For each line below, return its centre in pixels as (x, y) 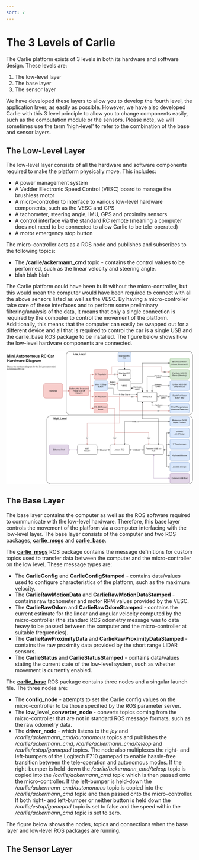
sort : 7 (16, 12)
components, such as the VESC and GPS (65, 208)
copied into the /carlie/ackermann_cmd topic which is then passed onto (102, 775)
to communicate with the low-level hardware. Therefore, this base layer (93, 521)
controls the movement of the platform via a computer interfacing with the (96, 528)
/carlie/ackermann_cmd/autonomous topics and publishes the (91, 737)
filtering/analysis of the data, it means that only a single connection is (91, 312)
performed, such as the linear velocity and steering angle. (85, 269)
